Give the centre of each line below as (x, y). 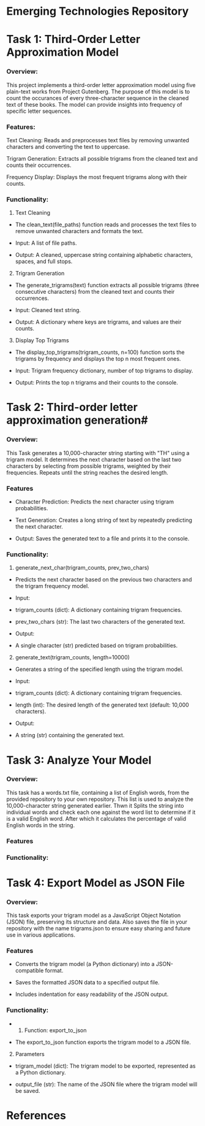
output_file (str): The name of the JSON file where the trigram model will (106, 1084)
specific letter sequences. (39, 111)
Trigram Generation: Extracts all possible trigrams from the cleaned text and (102, 158)
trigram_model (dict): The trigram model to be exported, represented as (105, 1066)
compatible (29, 971)
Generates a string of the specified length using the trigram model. (99, 669)
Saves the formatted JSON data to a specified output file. (88, 982)
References (36, 1115)
